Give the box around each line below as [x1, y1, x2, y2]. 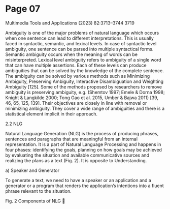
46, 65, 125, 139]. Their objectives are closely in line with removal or [5, 100, 147, 106]
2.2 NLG [5, 121, 23, 127]
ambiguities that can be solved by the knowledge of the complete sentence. [5, 67, 164, 74]
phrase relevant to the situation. [5, 188, 72, 194]
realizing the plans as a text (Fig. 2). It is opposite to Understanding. [5, 157, 147, 163]
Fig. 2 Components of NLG [5, 198, 61, 204]
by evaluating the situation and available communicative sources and [5, 152, 150, 158]
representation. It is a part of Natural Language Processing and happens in [5, 141, 161, 147]
